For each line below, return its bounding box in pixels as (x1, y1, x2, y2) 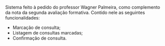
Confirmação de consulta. (12, 35, 67, 41)
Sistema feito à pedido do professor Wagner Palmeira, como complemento (5, 4, 160, 10)
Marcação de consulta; (12, 24, 61, 30)
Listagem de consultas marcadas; (12, 30, 83, 35)
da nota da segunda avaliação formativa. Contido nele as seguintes (5, 9, 145, 15)
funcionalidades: (5, 15, 40, 20)
